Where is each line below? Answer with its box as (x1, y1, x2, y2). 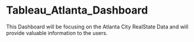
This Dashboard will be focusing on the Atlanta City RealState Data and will (6, 23, 189, 30)
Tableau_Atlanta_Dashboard (6, 4, 148, 17)
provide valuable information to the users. (6, 29, 108, 36)
